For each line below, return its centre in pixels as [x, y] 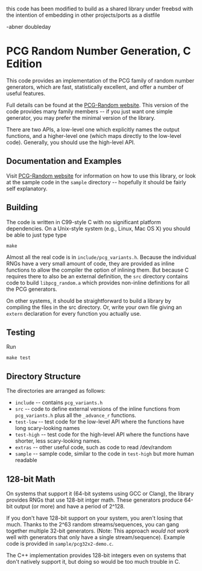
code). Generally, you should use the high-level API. [71, 142]
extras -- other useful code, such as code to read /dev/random [93, 448]
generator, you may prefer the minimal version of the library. [81, 117]
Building [22, 207]
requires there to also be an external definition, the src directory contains [97, 276]
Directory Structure [44, 376]
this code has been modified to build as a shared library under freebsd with [100, 9]
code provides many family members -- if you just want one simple [90, 111]
